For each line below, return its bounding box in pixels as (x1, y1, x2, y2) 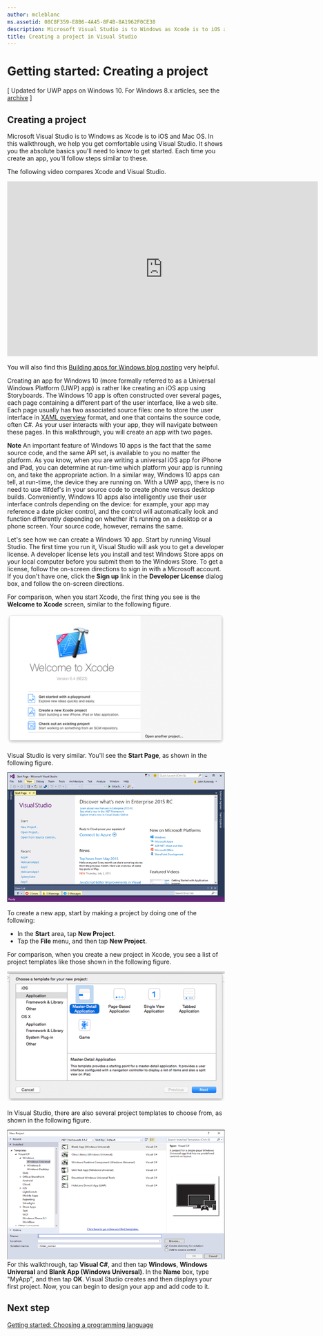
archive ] (7, 94, 32, 102)
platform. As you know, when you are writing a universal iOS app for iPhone (7, 456, 222, 464)
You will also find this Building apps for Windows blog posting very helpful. (7, 363, 219, 371)
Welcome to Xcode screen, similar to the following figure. (7, 600, 172, 608)
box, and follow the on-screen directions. (7, 580, 124, 587)
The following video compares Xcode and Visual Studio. (7, 168, 167, 175)
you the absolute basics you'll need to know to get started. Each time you (7, 147, 216, 155)
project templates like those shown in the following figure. (7, 957, 172, 966)
